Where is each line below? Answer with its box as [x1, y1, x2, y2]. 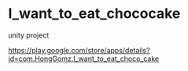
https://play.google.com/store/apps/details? [8, 45, 151, 55]
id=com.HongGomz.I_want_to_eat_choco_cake [8, 54, 160, 63]
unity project [8, 30, 50, 40]
